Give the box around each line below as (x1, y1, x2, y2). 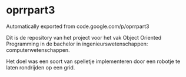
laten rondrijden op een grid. (6, 64, 75, 71)
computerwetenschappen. (6, 46, 70, 53)
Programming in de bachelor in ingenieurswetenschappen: (6, 40, 148, 47)
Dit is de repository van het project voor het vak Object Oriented (6, 34, 162, 41)
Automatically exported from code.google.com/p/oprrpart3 (6, 23, 150, 30)
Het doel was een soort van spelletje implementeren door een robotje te (6, 58, 181, 65)
